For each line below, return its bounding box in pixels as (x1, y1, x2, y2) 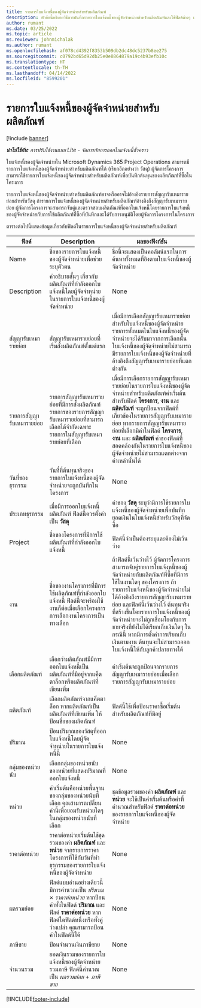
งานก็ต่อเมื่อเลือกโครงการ (49, 604, 106, 612)
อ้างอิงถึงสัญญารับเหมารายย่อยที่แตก (111, 357, 192, 366)
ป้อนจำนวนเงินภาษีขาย (49, 940, 100, 949)
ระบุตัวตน (49, 262, 71, 271)
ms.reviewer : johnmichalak (6, 37, 74, 43)
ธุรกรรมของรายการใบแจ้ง (49, 861, 106, 870)
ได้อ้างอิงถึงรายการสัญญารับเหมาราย (111, 593, 191, 601)
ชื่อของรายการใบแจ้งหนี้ (49, 248, 102, 256)
